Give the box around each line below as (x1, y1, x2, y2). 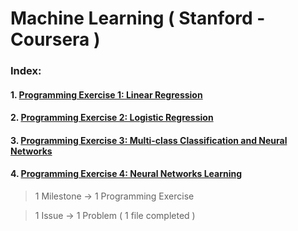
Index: (10, 64, 42, 78)
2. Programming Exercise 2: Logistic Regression (10, 112, 214, 124)
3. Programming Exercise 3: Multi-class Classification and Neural (10, 134, 288, 146)
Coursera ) (10, 28, 101, 51)
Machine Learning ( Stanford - (10, 7, 266, 30)
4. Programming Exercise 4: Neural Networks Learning (10, 168, 243, 180)
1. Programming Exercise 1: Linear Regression (10, 88, 203, 101)
